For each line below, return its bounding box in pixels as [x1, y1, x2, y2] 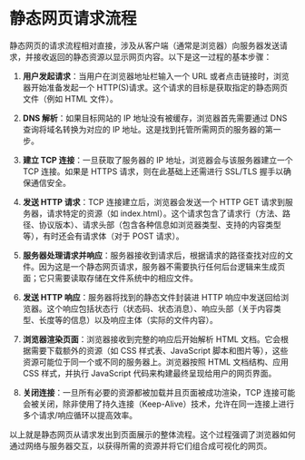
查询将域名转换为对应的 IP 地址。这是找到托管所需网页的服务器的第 [22, 123, 274, 134]
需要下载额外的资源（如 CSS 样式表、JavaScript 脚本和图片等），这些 [30, 345, 289, 356]
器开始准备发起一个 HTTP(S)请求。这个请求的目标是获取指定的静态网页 [22, 82, 289, 93]
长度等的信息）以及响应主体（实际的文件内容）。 [38, 314, 218, 325]
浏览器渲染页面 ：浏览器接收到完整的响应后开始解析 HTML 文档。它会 [22, 333, 281, 345]
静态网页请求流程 [9, 8, 138, 29]
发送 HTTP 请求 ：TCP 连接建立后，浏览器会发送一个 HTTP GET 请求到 [22, 196, 286, 207]
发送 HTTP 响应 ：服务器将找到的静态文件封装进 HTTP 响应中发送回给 [22, 291, 281, 302]
